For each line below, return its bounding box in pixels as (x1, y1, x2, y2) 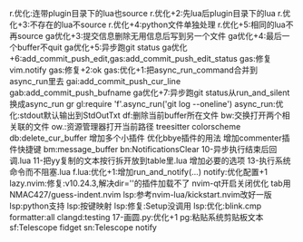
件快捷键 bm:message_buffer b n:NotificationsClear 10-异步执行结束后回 (9, 144, 278, 154)
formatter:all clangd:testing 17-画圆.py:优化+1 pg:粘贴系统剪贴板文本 (9, 212, 264, 222)
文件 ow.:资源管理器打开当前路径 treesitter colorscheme (33, 121, 241, 131)
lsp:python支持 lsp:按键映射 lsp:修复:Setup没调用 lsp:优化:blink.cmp (9, 200, 262, 211)
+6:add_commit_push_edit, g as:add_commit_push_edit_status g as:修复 (9, 53, 272, 63)
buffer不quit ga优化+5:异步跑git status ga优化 (16, 42, 188, 53)
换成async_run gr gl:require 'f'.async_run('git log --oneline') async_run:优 (9, 99, 284, 109)
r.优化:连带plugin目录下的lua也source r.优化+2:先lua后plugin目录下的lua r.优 (9, 8, 291, 18)
